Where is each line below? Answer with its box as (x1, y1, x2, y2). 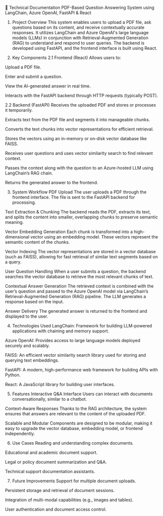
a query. (5, 259, 22, 265)
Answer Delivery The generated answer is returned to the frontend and (5, 308, 147, 314)
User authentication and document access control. (5, 506, 107, 512)
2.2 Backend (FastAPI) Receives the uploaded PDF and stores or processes (5, 102, 156, 107)
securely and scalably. (5, 343, 50, 348)
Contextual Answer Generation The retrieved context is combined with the (5, 283, 154, 289)
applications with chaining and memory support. (12, 328, 109, 334)
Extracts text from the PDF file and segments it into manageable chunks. (5, 117, 150, 122)
